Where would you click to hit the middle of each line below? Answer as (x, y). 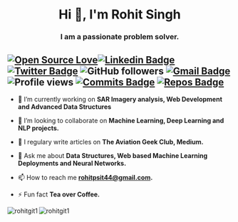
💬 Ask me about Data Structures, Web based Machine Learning (113, 155)
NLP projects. (38, 128)
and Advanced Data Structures (64, 107)
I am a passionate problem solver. (120, 37)
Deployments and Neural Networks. (72, 163)
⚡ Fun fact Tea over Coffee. (59, 194)
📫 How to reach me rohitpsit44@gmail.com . (85, 177)
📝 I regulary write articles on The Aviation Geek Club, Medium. (110, 142)
